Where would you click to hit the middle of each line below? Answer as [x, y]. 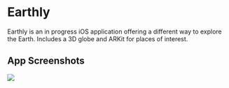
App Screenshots [46, 61]
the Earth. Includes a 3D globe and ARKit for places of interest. [98, 38]
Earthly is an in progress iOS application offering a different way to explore [114, 31]
